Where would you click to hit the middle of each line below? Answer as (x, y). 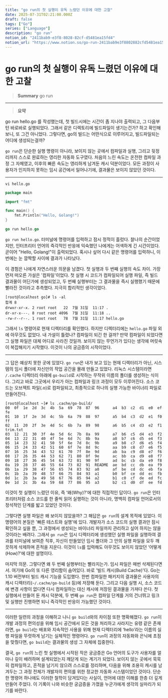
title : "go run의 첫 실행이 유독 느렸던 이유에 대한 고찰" (59, 10)
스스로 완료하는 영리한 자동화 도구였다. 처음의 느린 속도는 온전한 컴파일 (87, 157)
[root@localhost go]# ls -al (35, 297)
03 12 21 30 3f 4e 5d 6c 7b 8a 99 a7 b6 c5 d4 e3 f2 (84, 434)
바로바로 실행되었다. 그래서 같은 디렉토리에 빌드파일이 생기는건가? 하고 (79, 127)
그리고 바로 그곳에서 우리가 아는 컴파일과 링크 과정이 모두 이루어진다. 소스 (83, 381)
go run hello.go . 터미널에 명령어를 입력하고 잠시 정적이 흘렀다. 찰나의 (74, 239)
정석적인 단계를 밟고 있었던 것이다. (38, 505)
